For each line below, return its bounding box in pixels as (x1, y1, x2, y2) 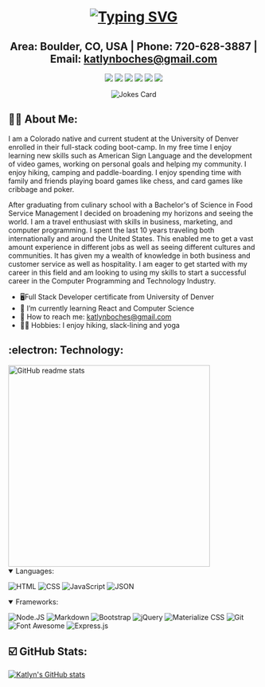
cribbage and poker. (8, 184, 75, 194)
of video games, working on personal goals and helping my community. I (8, 159, 247, 169)
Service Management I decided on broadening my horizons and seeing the (8, 208, 253, 218)
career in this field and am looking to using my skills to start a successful (8, 267, 247, 277)
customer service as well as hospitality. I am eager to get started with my (8, 259, 248, 268)
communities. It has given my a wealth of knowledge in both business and (8, 251, 251, 260)
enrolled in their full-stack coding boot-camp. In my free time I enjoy (8, 142, 232, 151)
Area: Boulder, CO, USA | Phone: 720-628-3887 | (10, 40, 258, 53)
